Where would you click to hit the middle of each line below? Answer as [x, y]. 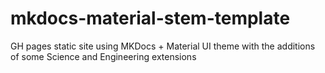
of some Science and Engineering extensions [103, 56]
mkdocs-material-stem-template [150, 18]
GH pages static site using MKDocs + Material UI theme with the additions [163, 46]
